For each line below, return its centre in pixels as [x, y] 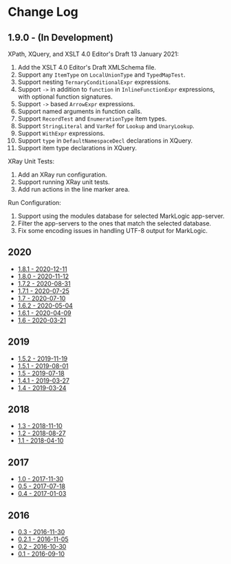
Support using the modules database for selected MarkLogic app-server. [121, 216]
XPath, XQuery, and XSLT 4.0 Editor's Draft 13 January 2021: [93, 54]
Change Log [43, 12]
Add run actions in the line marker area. [74, 189]
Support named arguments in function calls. [80, 111]
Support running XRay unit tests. [64, 182]
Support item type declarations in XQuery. [77, 148]
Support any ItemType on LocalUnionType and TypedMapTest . [101, 74]
